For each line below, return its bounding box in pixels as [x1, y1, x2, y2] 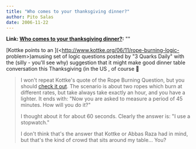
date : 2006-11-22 [6, 19, 49, 25]
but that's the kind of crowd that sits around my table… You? [20, 137, 167, 144]
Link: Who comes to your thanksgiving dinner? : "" [6, 36, 131, 43]
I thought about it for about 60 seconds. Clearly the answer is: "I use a [20, 113, 191, 120]
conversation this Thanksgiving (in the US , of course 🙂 [6, 65, 140, 72]
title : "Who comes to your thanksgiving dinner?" [6, 8, 130, 15]
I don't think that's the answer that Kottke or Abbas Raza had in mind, [20, 130, 188, 137]
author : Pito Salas [6, 14, 54, 20]
